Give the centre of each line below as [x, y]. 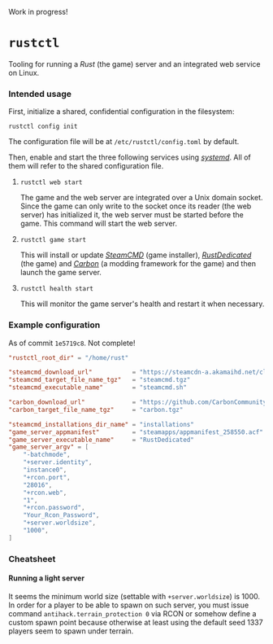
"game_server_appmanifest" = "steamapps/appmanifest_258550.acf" [136, 432]
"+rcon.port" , [47, 477]
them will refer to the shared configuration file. [86, 166]
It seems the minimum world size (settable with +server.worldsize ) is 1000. [134, 596]
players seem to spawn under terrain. [71, 631]
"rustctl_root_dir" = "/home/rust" [69, 357]
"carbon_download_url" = [72, 402]
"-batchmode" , [47, 455]
